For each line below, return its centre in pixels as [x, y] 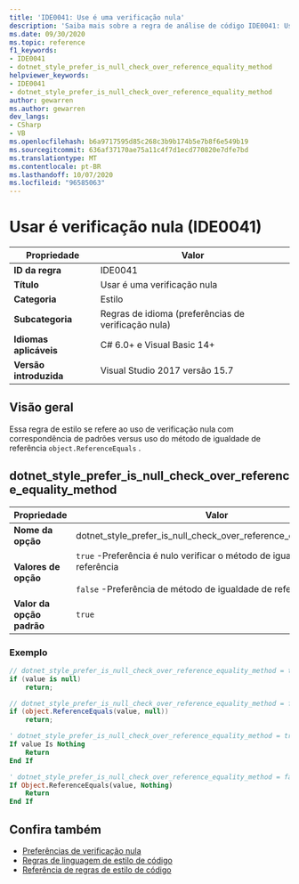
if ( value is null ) [45, 679]
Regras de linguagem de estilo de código [97, 861]
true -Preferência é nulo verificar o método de [173, 556]
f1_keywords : [33, 51]
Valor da [32, 604]
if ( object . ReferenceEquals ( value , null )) [89, 712]
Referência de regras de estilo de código [97, 870]
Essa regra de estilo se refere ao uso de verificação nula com [121, 429]
